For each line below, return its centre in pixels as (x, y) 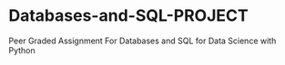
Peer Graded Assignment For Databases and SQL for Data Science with (142, 41)
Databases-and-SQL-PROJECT (128, 16)
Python (22, 50)
